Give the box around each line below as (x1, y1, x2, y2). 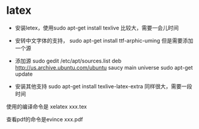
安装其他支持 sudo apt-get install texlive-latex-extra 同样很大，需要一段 (14, 82, 192, 90)
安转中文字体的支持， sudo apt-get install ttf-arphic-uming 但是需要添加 (14, 37, 194, 44)
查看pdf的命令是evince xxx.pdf (6, 115, 83, 123)
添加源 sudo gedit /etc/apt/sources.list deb (14, 57, 122, 64)
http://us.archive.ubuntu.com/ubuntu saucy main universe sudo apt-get (14, 64, 193, 71)
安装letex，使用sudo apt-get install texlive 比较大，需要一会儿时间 (14, 24, 179, 31)
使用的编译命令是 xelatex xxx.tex (6, 103, 87, 110)
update (14, 70, 33, 77)
